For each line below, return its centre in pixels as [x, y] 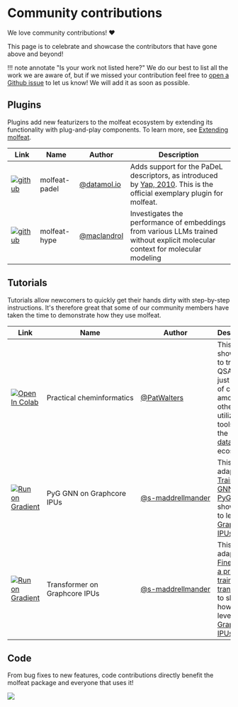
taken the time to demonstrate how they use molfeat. [84, 315]
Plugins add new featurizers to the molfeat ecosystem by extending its [110, 122]
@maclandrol [101, 235]
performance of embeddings [178, 222]
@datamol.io [100, 184]
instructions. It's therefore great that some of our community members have [118, 307]
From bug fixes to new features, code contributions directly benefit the [110, 675]
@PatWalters [162, 397]
